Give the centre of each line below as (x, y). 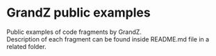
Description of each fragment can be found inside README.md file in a (108, 39)
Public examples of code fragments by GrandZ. (74, 32)
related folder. (26, 46)
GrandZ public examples (78, 13)
